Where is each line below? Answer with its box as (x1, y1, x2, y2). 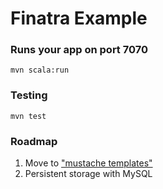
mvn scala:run (10, 65, 70, 76)
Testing (10, 88, 48, 102)
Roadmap (10, 134, 58, 148)
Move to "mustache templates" (24, 157, 153, 169)
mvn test (10, 111, 47, 121)
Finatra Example (10, 7, 148, 30)
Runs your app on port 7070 (10, 43, 148, 57)
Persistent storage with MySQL (24, 168, 153, 180)
